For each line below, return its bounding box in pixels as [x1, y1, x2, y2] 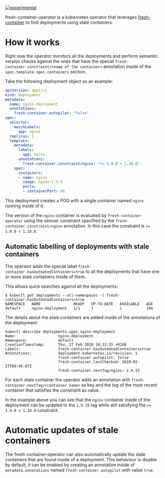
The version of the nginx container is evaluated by [5, 213, 107, 219]
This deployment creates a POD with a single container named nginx [5, 198, 144, 204]
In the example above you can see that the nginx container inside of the [5, 397, 150, 403]
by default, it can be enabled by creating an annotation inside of [5, 462, 135, 468]
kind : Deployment [5, 92, 41, 97]
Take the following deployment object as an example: [5, 78, 113, 84]
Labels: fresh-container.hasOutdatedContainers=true [5, 346, 151, 351]
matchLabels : [14, 124, 41, 129]
